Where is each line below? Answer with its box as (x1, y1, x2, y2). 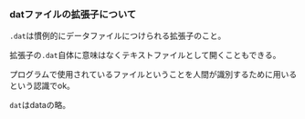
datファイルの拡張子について (9, 7, 137, 20)
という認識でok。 (9, 80, 76, 92)
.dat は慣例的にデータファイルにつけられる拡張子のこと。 (9, 30, 226, 42)
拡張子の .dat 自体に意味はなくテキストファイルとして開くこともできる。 (9, 50, 281, 61)
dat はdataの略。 (9, 100, 71, 111)
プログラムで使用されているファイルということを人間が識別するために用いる (9, 69, 298, 80)
